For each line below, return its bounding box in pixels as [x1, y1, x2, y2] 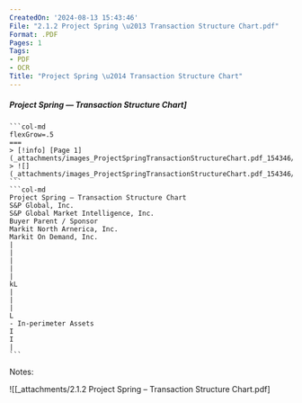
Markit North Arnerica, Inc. [9, 224, 119, 234]
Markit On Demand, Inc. [9, 232, 99, 241]
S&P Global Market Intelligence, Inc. [9, 209, 155, 218]
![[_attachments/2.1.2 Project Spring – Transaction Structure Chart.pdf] [9, 383, 271, 394]
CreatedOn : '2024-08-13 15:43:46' [9, 13, 139, 22]
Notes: [9, 366, 34, 377]
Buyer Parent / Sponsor [9, 217, 99, 226]
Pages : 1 [9, 38, 42, 48]
